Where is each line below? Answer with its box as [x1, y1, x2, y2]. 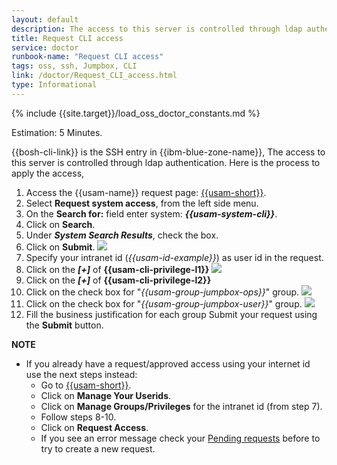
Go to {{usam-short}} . [40, 379, 132, 391]
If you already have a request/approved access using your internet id [25, 357, 311, 370]
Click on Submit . [25, 241, 96, 253]
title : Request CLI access [11, 33, 124, 43]
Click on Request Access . [40, 421, 149, 433]
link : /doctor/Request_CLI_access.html [11, 71, 178, 81]
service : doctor [11, 42, 79, 53]
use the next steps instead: [25, 368, 138, 380]
